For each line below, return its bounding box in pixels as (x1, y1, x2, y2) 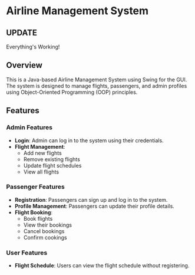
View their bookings (23, 221, 72, 228)
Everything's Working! (6, 43, 60, 50)
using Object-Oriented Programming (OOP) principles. (6, 89, 138, 96)
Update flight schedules (23, 162, 82, 169)
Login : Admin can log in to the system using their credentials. (14, 137, 164, 144)
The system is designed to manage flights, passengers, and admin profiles (6, 82, 187, 89)
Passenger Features (6, 183, 65, 191)
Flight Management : (14, 143, 65, 150)
